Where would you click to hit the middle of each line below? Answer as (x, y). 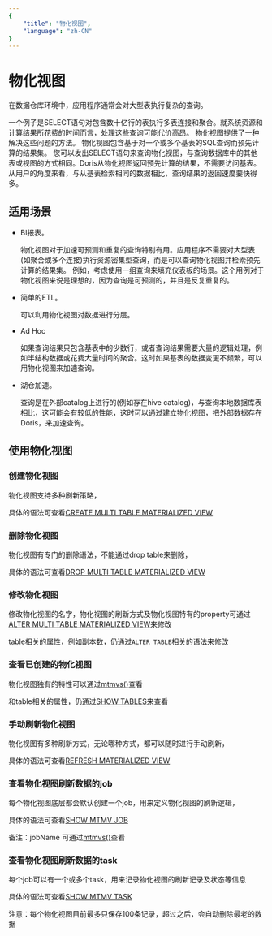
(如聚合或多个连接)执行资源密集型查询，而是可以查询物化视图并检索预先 (140, 260)
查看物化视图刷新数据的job (60, 783)
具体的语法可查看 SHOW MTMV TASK (70, 897)
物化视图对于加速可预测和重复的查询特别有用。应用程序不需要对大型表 (138, 250)
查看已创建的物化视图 (50, 665)
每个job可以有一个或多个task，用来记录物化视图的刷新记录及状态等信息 (127, 880)
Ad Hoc (33, 331)
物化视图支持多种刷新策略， (55, 495)
